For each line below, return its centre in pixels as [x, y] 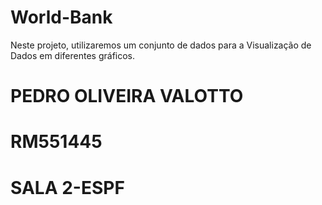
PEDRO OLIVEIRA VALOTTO [127, 96]
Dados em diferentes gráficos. [73, 55]
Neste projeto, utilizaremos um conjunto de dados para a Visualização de [161, 45]
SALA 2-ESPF [67, 187]
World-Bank [61, 17]
